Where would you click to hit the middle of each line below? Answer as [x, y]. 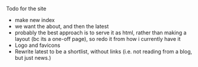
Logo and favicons [37, 45]
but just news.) [33, 58]
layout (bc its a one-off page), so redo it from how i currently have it [98, 39]
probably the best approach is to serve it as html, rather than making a [100, 33]
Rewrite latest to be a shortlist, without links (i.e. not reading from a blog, [103, 52]
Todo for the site [26, 9]
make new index [35, 20]
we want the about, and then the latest [62, 26]
